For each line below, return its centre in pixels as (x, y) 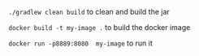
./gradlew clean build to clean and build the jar (89, 12)
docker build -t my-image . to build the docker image (99, 27)
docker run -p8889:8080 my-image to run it (80, 43)
